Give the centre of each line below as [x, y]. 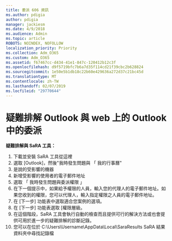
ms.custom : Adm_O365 [28, 58]
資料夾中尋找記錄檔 [34, 233]
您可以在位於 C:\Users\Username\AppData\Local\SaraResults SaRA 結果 [89, 227]
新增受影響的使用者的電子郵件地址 [49, 176]
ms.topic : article [25, 39]
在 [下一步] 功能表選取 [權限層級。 [49, 208]
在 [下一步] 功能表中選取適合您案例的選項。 [59, 201]
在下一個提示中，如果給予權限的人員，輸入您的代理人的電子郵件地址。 [87, 189]
